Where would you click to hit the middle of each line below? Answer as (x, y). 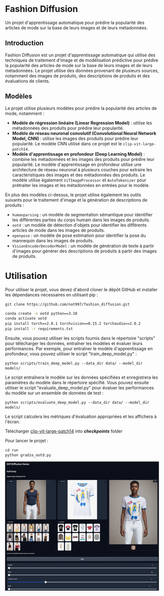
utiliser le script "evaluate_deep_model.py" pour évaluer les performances (80, 388)
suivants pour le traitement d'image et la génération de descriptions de (76, 200)
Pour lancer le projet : (27, 441)
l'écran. (13, 422)
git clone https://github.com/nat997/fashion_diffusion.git (68, 304)
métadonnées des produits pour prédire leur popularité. (68, 128)
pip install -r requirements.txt (39, 329)
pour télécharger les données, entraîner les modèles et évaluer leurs (74, 343)
